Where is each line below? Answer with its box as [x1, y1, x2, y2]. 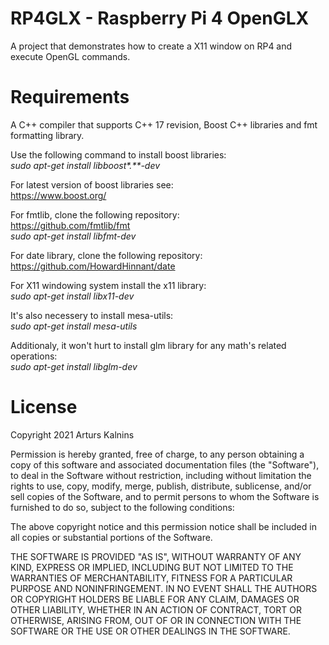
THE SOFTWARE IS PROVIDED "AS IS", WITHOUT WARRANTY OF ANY [10, 550, 302, 562]
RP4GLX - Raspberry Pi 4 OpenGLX [10, 7, 310, 30]
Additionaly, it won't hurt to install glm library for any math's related [10, 339, 287, 351]
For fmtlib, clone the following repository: [10, 208, 180, 221]
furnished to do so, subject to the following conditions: [10, 501, 235, 513]
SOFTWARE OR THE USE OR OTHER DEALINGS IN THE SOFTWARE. [10, 625, 291, 637]
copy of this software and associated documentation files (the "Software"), [10, 458, 320, 471]
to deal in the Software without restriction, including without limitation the [10, 469, 312, 481]
